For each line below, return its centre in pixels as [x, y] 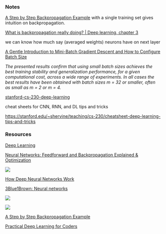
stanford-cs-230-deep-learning [38, 97]
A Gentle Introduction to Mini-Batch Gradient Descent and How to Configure [83, 52]
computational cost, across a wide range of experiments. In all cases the [80, 77]
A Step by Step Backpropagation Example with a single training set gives [79, 18]
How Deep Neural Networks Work [40, 179]
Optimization [18, 160]
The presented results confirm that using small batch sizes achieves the [79, 67]
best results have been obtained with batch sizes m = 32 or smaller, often [80, 82]
